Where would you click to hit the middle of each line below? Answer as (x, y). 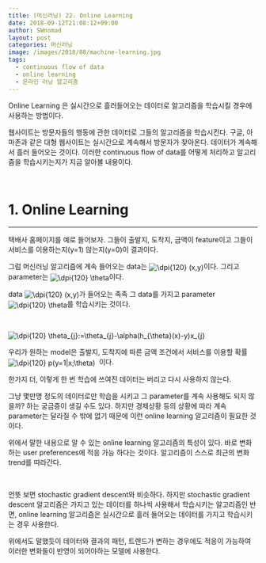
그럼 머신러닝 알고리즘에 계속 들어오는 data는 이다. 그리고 (124, 267)
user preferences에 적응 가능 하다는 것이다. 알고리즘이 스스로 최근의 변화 (136, 452)
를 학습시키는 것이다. (99, 304)
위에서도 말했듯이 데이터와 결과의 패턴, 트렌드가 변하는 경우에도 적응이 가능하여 (130, 541)
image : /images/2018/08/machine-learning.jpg (84, 52)
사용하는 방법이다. (36, 115)
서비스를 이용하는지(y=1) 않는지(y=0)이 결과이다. (83, 249)
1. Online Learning (68, 209)
